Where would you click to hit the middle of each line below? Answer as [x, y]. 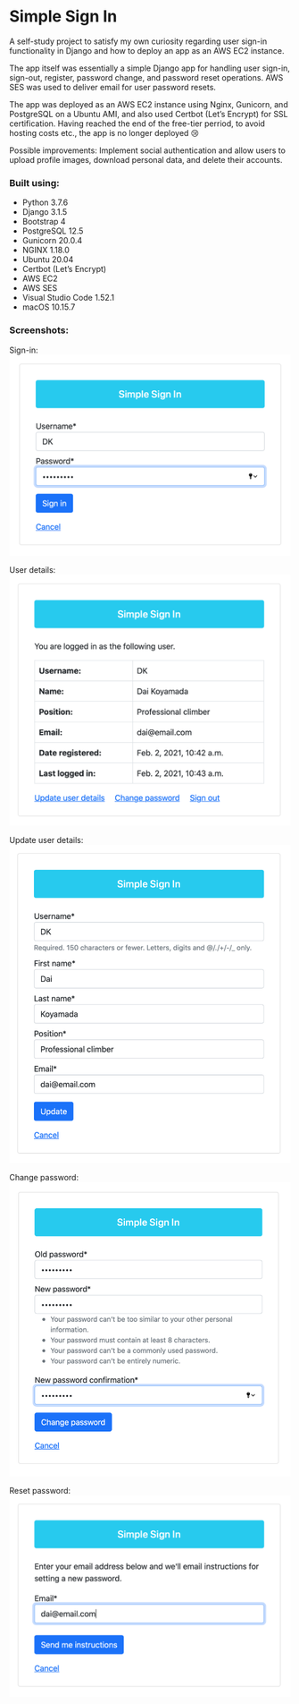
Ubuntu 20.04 [48, 260]
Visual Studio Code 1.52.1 [68, 298]
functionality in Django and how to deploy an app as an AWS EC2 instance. [147, 50]
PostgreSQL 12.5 [53, 231]
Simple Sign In [63, 17]
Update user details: [46, 840]
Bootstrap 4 [44, 222]
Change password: [44, 1178]
